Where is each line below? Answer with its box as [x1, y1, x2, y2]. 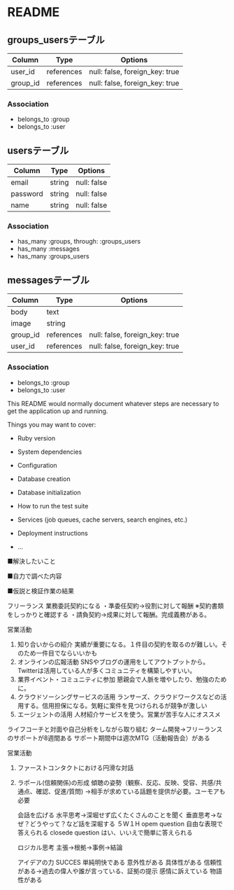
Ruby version [17, 433, 56, 442]
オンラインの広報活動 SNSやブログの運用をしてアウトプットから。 [17, 658, 210, 666]
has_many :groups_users [17, 252, 89, 260]
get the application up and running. [7, 407, 108, 415]
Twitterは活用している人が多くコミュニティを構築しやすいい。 [17, 666, 196, 674]
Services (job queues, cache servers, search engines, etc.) [17, 515, 188, 524]
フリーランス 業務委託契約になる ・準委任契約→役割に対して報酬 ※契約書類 [7, 602, 224, 610]
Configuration [17, 461, 57, 469]
